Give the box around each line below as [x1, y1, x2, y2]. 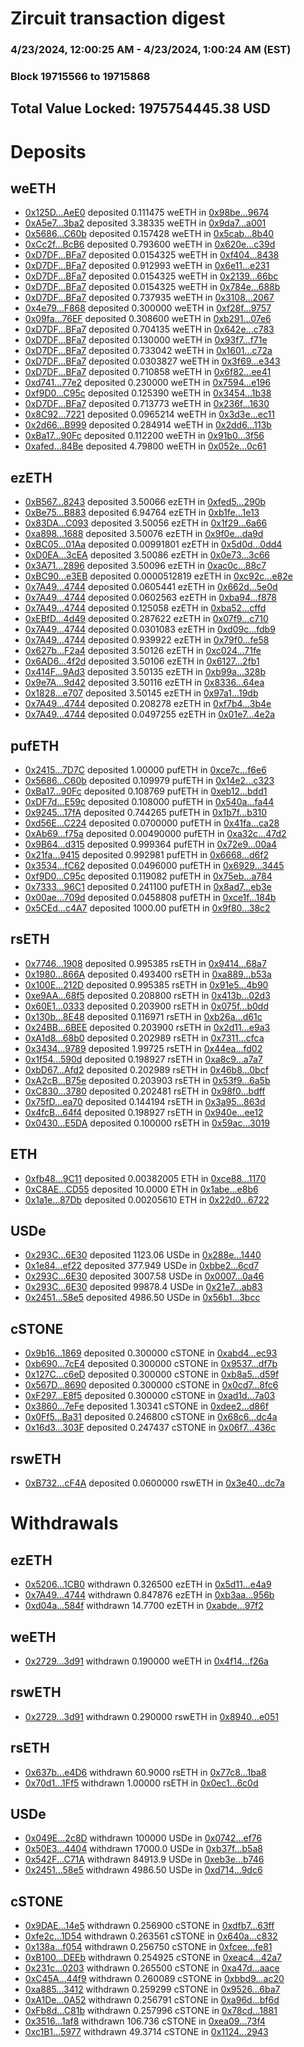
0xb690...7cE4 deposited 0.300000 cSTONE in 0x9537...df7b [24, 1358, 278, 1370]
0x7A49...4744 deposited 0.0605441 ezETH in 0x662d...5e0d [24, 581, 278, 593]
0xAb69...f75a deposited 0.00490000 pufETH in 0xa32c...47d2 [24, 828, 287, 840]
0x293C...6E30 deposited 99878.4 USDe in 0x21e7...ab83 [24, 1281, 263, 1293]
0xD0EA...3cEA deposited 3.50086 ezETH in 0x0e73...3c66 [24, 549, 271, 561]
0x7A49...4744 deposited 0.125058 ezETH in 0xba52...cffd [24, 602, 267, 614]
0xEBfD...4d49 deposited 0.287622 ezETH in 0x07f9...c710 [24, 613, 269, 625]
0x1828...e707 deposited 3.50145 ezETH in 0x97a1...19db [24, 687, 259, 699]
